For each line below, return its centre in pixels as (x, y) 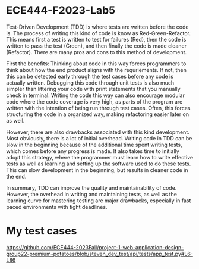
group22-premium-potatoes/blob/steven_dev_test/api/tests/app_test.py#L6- (99, 254)
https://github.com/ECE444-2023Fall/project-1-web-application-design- (95, 247)
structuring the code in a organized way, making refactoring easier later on (97, 114)
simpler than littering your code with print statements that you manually (93, 89)
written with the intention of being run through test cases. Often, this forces (98, 108)
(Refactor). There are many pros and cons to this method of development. (97, 52)
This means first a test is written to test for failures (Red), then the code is (96, 39)
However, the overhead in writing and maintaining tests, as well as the (91, 194)
